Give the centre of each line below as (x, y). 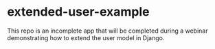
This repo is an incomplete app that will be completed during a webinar (107, 31)
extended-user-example (78, 12)
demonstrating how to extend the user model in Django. (86, 37)
